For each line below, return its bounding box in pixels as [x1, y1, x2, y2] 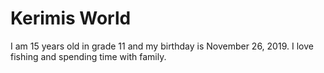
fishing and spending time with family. [10, 50, 167, 62]
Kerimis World [10, 7, 132, 30]
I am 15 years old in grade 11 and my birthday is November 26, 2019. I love [10, 40, 314, 52]
